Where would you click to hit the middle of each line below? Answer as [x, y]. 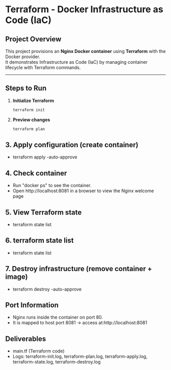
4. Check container [36, 173]
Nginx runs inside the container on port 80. [58, 318]
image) [17, 277]
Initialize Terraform [33, 100]
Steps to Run [26, 88]
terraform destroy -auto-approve [47, 289]
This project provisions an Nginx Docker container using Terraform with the [85, 51]
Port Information [32, 305]
